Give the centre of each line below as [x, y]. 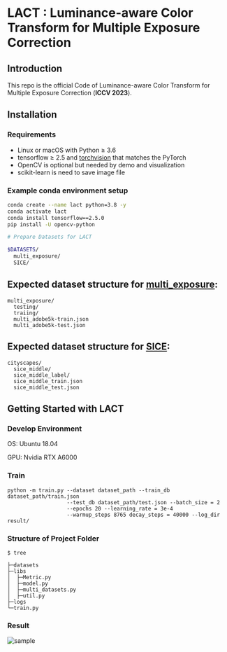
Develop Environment [45, 429]
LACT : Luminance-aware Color [100, 13]
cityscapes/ [24, 363]
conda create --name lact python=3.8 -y [67, 204]
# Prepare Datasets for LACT [50, 237]
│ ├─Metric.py [29, 577]
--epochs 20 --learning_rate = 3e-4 [120, 508]
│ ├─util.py [26, 596]
